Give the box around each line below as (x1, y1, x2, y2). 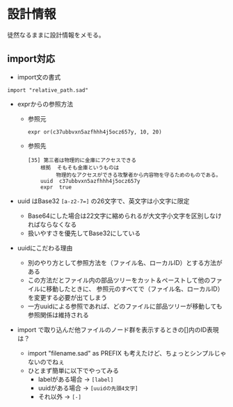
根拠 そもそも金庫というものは (40, 164, 120, 171)
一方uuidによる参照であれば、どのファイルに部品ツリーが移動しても (27, 302, 223, 310)
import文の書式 (17, 72, 61, 81)
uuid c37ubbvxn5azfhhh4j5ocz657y (40, 177, 140, 184)
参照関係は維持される (27, 310, 89, 319)
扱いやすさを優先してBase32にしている (27, 229, 141, 237)
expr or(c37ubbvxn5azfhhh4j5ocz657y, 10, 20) (27, 128, 162, 136)
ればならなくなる (27, 220, 77, 228)
